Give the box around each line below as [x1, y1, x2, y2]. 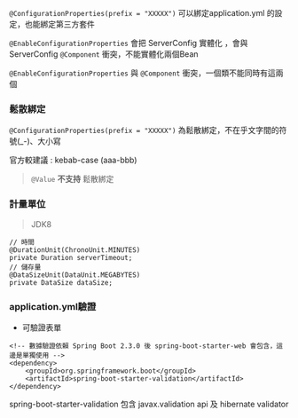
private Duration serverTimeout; [9, 253, 133, 262]
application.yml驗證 [9, 300, 97, 312]
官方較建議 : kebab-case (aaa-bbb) [9, 154, 137, 166]
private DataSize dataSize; [9, 278, 114, 287]
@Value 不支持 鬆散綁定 [30, 174, 114, 185]
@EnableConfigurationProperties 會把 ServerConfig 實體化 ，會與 [9, 38, 248, 48]
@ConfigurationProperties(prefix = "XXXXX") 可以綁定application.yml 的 [9, 8, 275, 18]
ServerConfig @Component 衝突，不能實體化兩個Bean [9, 49, 199, 59]
